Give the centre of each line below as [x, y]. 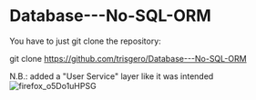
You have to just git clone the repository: [85, 41]
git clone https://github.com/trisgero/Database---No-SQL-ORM [128, 58]
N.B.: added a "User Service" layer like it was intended [112, 76]
